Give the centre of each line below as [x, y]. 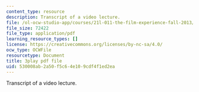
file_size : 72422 [28, 28]
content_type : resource [36, 11]
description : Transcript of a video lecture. [63, 17]
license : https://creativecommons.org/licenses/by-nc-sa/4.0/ [84, 45]
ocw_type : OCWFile [29, 50]
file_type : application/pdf [41, 34]
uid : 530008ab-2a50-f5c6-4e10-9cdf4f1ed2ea [61, 66]
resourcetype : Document [36, 55]
